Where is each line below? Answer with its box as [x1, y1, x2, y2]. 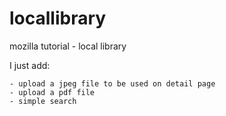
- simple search [9, 96, 77, 106]
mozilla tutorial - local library [9, 40, 127, 52]
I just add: [9, 59, 51, 71]
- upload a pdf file [9, 87, 96, 97]
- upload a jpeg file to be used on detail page [9, 78, 216, 89]
